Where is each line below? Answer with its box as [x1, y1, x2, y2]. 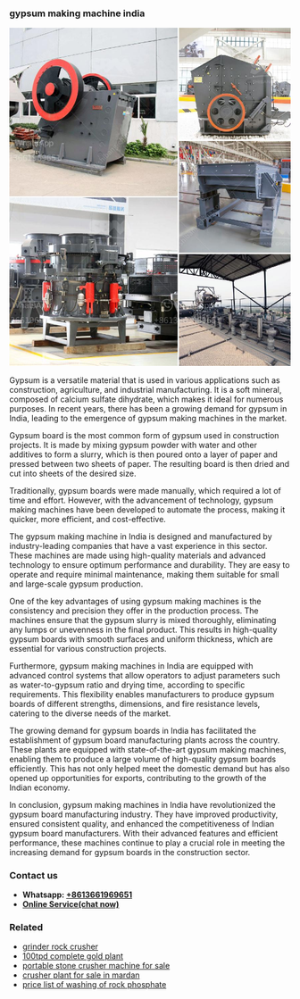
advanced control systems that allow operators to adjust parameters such [9, 670, 281, 680]
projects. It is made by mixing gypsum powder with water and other [9, 439, 257, 450]
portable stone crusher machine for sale [21, 961, 171, 971]
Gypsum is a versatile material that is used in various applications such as [9, 374, 280, 386]
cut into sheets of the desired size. [9, 468, 137, 479]
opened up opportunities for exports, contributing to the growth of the [9, 772, 267, 783]
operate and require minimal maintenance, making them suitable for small [9, 569, 279, 579]
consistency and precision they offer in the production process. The [9, 605, 259, 616]
